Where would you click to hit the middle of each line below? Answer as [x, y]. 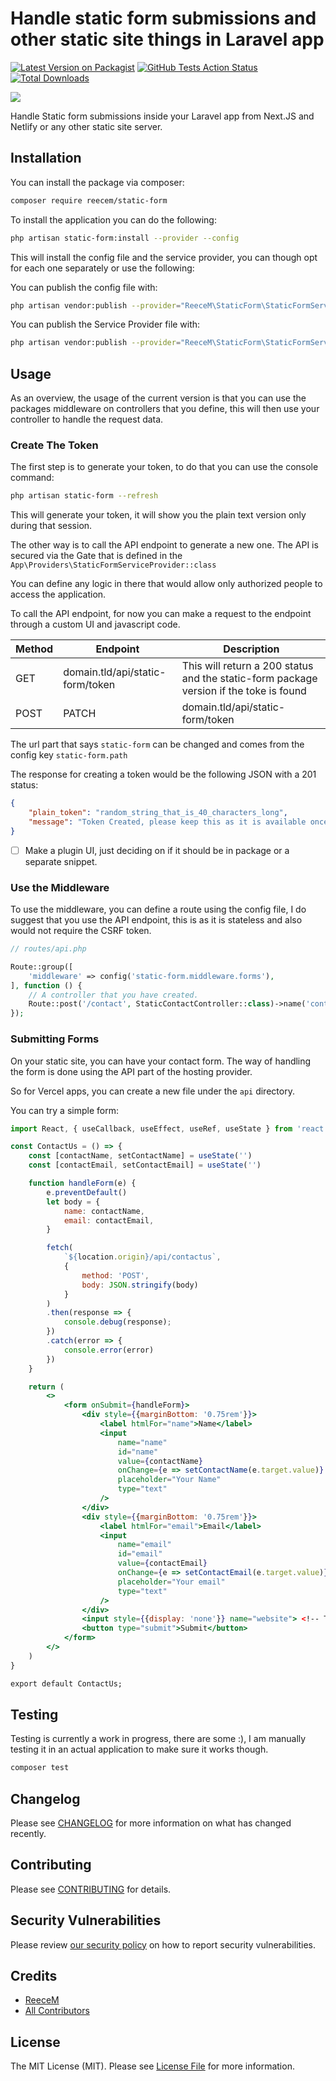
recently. [28, 1834]
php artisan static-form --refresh [84, 496]
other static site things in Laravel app [167, 39]
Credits [34, 1976]
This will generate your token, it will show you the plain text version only [158, 515]
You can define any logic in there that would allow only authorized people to [166, 584]
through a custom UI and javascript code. [95, 624]
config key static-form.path [69, 755]
